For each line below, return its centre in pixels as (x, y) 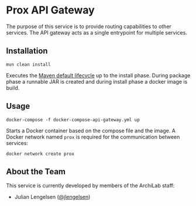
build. (13, 88)
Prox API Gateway (50, 10)
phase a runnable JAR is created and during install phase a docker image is (97, 81)
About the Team (36, 171)
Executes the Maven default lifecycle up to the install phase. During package (98, 75)
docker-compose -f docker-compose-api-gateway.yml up (73, 120)
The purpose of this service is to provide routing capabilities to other (89, 26)
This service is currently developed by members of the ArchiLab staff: (90, 186)
